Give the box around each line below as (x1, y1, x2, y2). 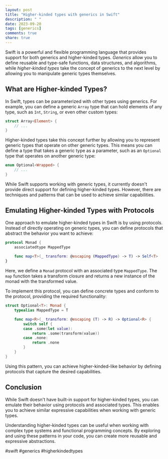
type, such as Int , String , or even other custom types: (5, 109, 118, 115)
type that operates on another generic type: (5, 153, 96, 159)
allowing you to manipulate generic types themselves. (5, 70, 117, 76)
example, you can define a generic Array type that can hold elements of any (5, 103, 162, 109)
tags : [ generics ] (5, 26, 42, 31)
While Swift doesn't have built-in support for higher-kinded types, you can (5, 396, 159, 402)
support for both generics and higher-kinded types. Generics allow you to (5, 54, 157, 60)
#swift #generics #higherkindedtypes (5, 447, 83, 454)
